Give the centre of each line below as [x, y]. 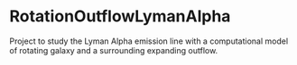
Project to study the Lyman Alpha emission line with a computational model [149, 41]
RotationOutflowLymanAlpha [120, 16]
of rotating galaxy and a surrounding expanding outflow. [114, 50]
